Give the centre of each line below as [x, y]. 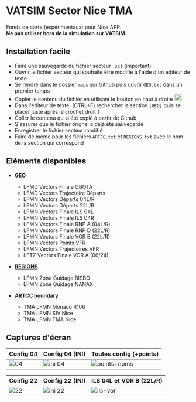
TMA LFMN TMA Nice [50, 319]
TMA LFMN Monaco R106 [54, 306]
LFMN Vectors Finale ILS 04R [59, 217]
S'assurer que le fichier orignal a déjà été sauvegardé [79, 124]
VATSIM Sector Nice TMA [69, 11]
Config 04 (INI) [64, 354]
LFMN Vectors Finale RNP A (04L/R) [67, 224]
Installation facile [38, 52]
